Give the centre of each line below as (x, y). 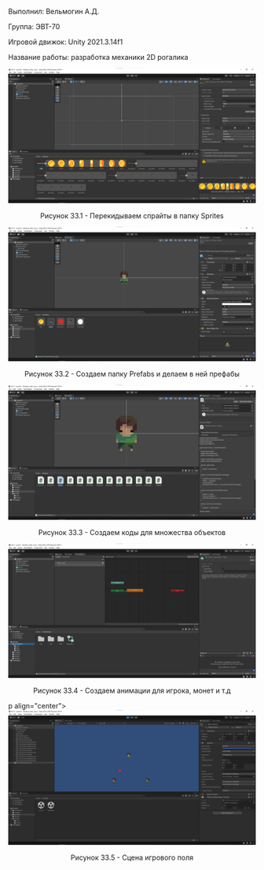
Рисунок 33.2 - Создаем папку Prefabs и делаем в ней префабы (132, 374)
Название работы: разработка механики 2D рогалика (98, 57)
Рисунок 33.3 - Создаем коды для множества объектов (132, 533)
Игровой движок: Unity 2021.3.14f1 (66, 42)
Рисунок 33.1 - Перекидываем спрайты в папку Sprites (132, 215)
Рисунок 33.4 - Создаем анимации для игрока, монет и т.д (132, 691)
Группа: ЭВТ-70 (34, 26)
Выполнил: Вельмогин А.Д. (54, 11)
